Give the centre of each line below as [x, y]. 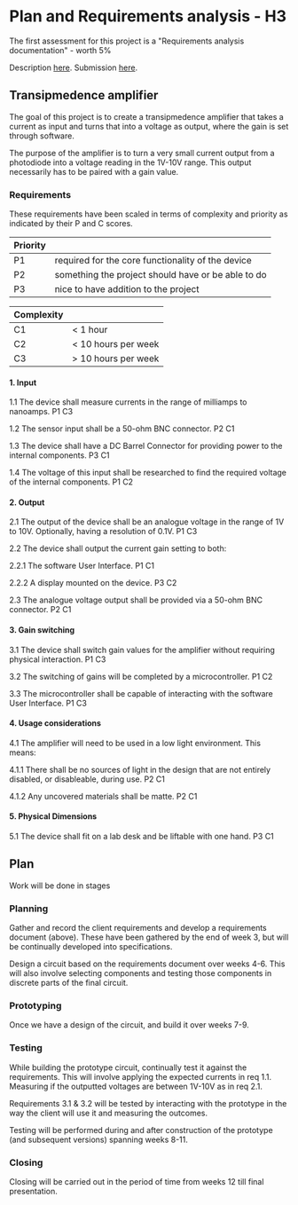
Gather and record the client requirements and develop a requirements [138, 928]
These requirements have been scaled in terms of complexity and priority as [149, 214]
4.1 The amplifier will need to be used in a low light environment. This [135, 743]
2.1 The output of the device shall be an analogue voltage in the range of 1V [147, 522]
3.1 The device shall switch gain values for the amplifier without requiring [142, 650]
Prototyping [35, 1006]
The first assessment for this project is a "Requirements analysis [127, 41]
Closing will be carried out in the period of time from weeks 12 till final [137, 1182]
